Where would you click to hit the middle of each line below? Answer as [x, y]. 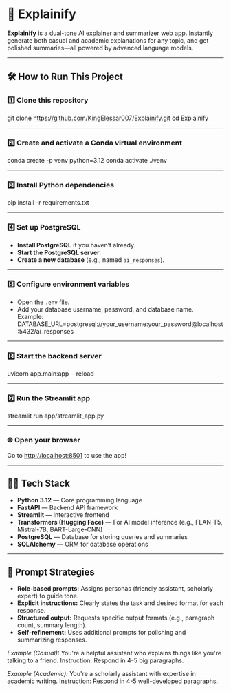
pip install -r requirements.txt [48, 203]
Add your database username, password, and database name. [105, 309]
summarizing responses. [52, 640]
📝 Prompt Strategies [51, 572]
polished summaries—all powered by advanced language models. [100, 48]
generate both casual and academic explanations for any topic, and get [108, 40]
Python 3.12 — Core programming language [80, 500]
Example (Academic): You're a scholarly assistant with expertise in [101, 674]
